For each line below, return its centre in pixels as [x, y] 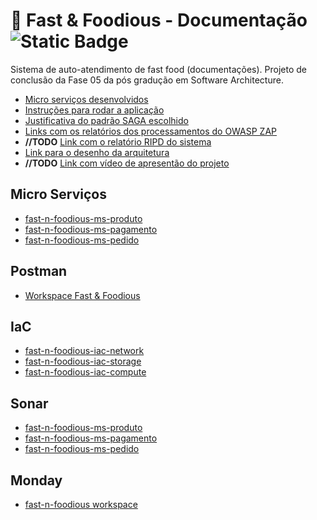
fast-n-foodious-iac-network [84, 351]
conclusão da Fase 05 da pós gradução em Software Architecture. [147, 80]
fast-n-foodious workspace [81, 504]
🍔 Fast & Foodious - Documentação [159, 20]
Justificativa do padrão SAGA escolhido [106, 120]
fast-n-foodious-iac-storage [83, 361]
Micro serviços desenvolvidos [86, 99]
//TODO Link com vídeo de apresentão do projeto [127, 163]
